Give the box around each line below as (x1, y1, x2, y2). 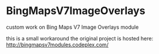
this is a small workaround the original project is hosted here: (6, 35, 154, 42)
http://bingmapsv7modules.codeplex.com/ (6, 41, 109, 48)
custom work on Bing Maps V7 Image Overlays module (6, 23, 139, 31)
